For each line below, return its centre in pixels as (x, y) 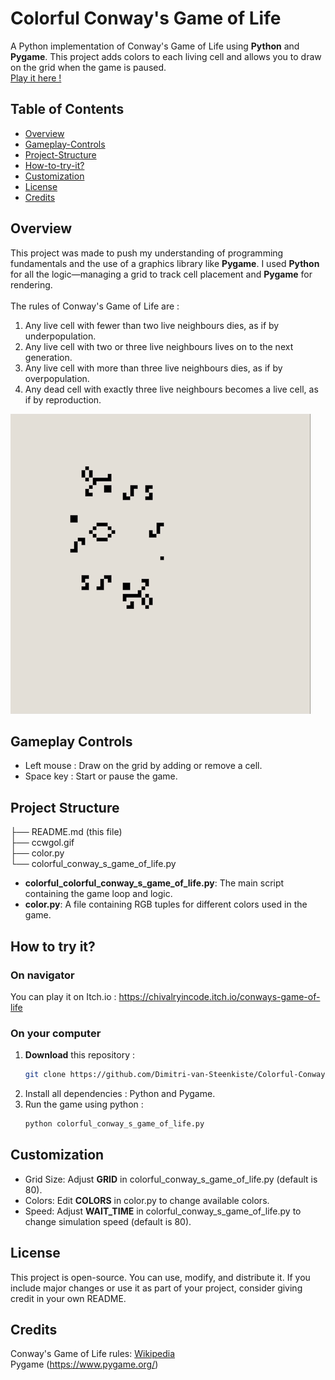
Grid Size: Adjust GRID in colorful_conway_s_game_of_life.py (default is (171, 1179)
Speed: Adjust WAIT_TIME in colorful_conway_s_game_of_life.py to (163, 1211)
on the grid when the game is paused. (88, 67)
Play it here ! (36, 78)
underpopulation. (60, 336)
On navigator (42, 975)
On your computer (56, 1033)
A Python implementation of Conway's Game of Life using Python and (155, 46)
